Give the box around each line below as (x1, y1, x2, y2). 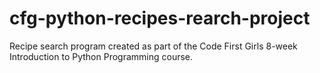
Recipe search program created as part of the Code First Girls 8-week (9, 40, 298, 52)
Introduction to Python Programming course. (9, 50, 194, 62)
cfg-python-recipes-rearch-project (9, 7, 311, 30)
